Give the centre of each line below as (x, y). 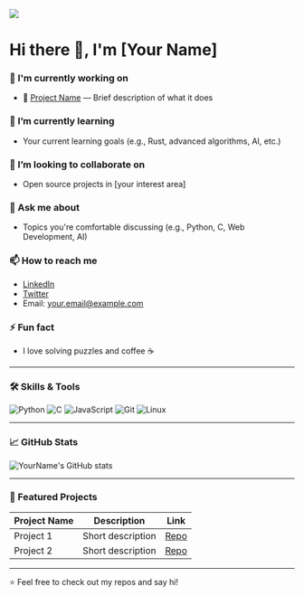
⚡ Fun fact (32, 327)
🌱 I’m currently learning (62, 121)
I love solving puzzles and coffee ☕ (88, 350)
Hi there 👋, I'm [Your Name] (114, 50)
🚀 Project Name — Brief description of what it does (118, 98)
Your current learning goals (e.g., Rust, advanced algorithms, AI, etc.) (152, 141)
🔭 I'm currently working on (69, 79)
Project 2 (33, 550)
